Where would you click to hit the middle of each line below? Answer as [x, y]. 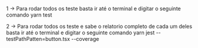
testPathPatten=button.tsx [38, 39]
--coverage [85, 39]
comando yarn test [29, 15]
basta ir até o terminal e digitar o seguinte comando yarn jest [81, 33]
